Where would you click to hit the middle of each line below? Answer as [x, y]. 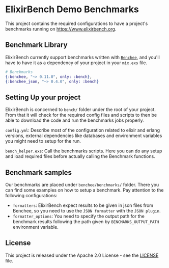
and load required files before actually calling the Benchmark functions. [80, 156]
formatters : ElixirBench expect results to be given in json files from [83, 205]
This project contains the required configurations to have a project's [77, 23]
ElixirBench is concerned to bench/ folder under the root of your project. [81, 110]
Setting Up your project [43, 97]
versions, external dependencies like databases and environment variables [84, 136]
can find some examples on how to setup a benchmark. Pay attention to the [84, 190]
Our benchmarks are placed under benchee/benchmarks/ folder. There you [82, 185]
